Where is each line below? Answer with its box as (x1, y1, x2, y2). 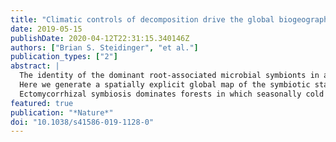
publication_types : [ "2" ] (10, 52, 118, 62)
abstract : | (10, 61, 60, 71)
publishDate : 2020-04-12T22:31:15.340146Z (10, 33, 190, 43)
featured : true (10, 98, 74, 108)
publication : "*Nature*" (10, 107, 114, 118)
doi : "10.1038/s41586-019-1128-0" (10, 117, 155, 127)
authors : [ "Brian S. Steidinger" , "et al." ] (10, 42, 199, 53)
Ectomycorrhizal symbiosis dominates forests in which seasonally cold (19, 89, 325, 99)
